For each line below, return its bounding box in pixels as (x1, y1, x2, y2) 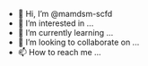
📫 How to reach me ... (17, 47, 101, 57)
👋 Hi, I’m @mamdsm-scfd (17, 9, 113, 19)
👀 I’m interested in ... (17, 18, 94, 29)
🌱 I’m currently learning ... (17, 28, 114, 37)
